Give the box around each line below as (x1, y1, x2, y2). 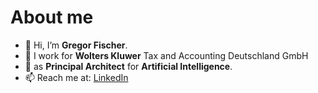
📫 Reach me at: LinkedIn (24, 71, 129, 83)
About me (10, 6, 94, 29)
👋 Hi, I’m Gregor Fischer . (24, 39, 128, 51)
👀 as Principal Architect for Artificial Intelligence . (24, 60, 233, 72)
